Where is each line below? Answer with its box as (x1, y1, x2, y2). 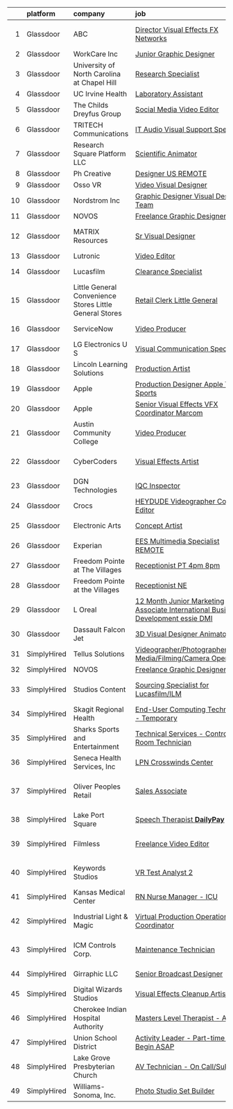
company (73, 9, 105, 18)
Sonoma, (73, 1090, 103, 1100)
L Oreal (73, 605, 97, 614)
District (73, 1042, 97, 1051)
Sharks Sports (73, 725, 120, 734)
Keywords (73, 863, 106, 872)
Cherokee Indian (73, 1005, 127, 1014)
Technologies (73, 485, 118, 495)
